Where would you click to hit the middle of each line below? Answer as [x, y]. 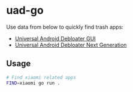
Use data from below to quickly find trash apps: [65, 27]
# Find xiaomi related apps [41, 77]
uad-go [25, 10]
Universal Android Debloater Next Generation [71, 45]
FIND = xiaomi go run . [33, 83]
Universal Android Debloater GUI [55, 38]
